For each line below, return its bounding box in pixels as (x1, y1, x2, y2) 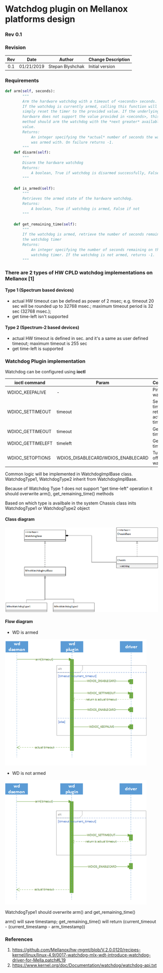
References (5, 936, 33, 942)
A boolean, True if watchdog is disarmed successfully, (31, 170, 147, 175)
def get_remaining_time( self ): (14, 222, 77, 227)
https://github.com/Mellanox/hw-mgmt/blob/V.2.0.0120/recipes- (12, 947, 141, 953)
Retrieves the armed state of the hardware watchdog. (22, 196, 133, 201)
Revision (5, 44, 26, 51)
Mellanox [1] (5, 275, 34, 282)
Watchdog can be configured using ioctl (5, 369, 86, 375)
